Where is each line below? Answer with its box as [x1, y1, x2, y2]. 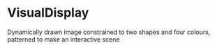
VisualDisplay [7, 5, 89, 21]
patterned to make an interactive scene [7, 35, 120, 43]
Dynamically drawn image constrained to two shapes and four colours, [7, 28, 211, 36]
